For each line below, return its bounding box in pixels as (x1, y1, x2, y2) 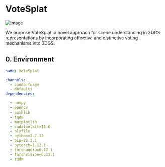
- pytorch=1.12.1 (10, 143, 46, 148)
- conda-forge (10, 82, 39, 87)
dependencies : (5, 91, 35, 96)
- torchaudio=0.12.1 (10, 147, 53, 152)
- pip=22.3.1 (10, 138, 37, 143)
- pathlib (10, 109, 30, 115)
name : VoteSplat (5, 68, 39, 73)
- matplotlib (10, 119, 37, 124)
